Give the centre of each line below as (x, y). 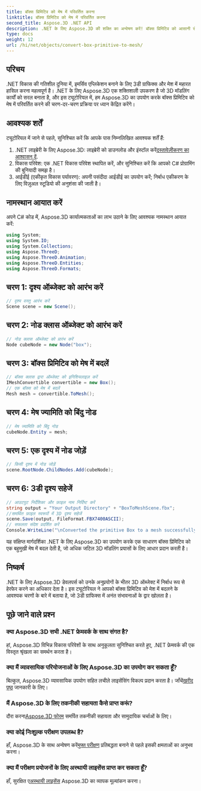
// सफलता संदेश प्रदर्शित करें (33, 525)
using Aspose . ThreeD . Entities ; (45, 263)
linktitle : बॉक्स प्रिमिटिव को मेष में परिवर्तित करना (56, 17)
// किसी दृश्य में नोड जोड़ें (31, 464)
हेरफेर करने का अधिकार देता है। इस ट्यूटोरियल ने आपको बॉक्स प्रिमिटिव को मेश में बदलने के (92, 588)
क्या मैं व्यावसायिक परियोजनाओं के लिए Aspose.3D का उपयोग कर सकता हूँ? (92, 668)
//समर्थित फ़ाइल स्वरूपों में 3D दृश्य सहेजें (44, 514)
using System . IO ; (28, 241)
